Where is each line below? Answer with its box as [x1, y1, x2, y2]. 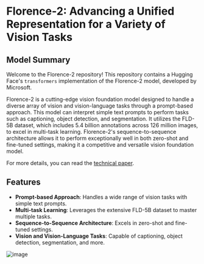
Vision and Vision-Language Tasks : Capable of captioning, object [15, 232, 183, 240]
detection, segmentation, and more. [15, 238, 105, 246]
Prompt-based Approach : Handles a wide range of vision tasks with [15, 193, 188, 200]
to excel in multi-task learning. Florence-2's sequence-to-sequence [6, 128, 177, 135]
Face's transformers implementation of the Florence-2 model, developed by [6, 78, 197, 84]
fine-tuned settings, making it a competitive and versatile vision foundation [6, 141, 194, 148]
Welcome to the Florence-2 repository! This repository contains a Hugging [6, 71, 193, 78]
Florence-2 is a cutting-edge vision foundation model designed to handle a [6, 96, 194, 103]
